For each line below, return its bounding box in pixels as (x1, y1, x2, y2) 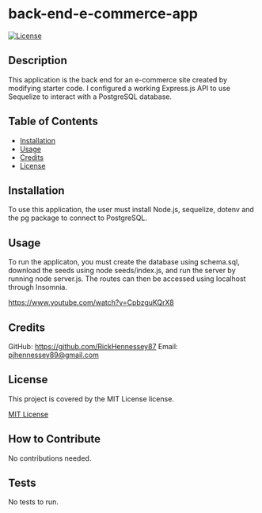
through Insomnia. (8, 283, 68, 292)
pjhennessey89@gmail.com (8, 350, 99, 359)
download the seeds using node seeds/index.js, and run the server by (8, 266, 236, 275)
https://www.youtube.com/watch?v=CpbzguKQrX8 (8, 298, 174, 307)
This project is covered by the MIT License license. (8, 393, 174, 404)
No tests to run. (8, 497, 59, 507)
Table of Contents (8, 115, 99, 128)
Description (8, 54, 67, 67)
